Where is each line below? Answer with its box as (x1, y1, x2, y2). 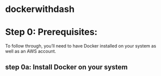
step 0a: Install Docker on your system (5, 62, 128, 71)
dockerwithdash (5, 3, 75, 15)
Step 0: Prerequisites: (5, 26, 97, 38)
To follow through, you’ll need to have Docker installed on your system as (5, 43, 156, 49)
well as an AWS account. (5, 48, 56, 54)
